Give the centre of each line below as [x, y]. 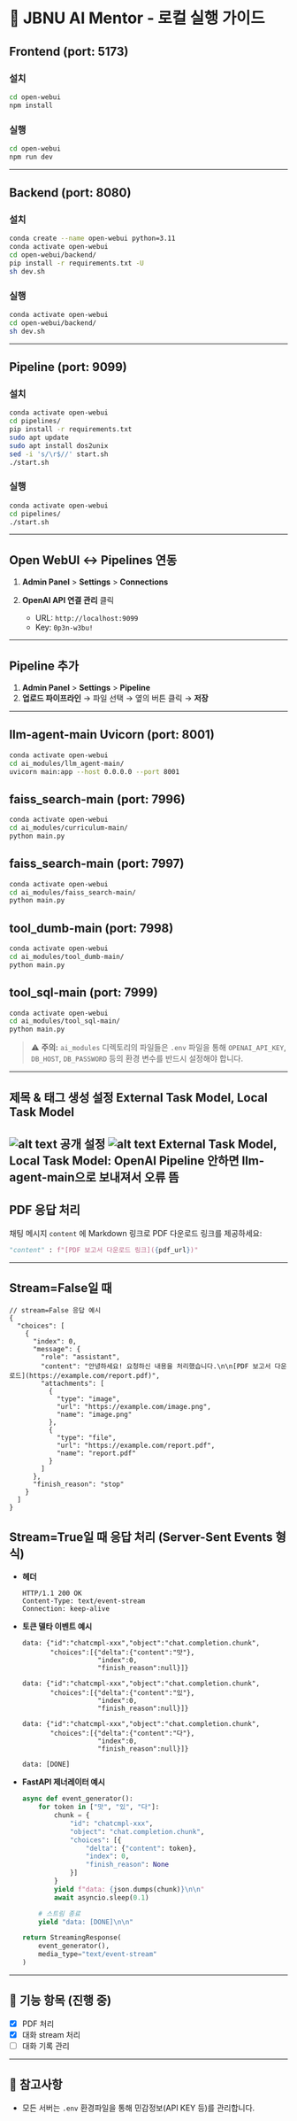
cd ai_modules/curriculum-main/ [69, 828]
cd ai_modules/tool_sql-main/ [65, 1021]
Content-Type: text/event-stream [84, 1601]
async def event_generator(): [78, 1799]
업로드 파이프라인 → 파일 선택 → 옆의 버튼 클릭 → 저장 [115, 698]
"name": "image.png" [94, 1415]
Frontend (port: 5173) [69, 51]
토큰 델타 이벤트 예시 [57, 1627]
